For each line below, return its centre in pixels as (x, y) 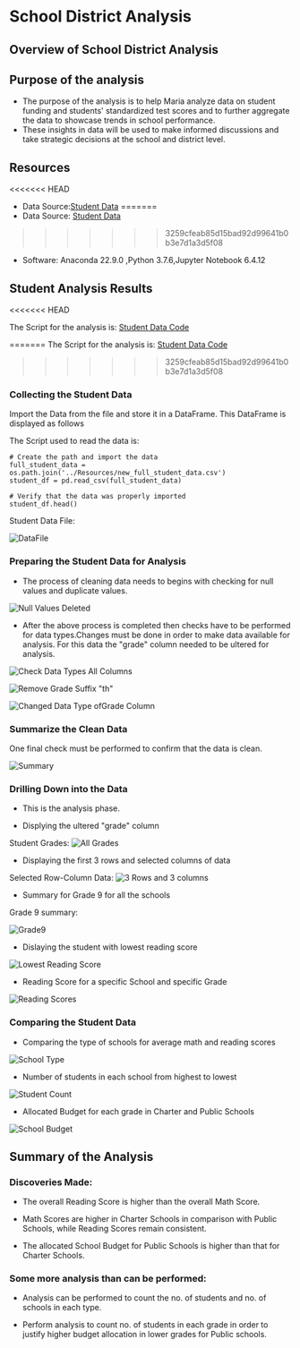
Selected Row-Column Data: (61, 878)
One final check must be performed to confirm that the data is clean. (136, 748)
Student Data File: (43, 521)
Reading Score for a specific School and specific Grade (124, 982)
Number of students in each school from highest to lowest (129, 1077)
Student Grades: (39, 843)
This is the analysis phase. (71, 808)
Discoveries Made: (51, 1182)
